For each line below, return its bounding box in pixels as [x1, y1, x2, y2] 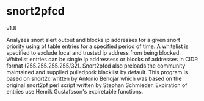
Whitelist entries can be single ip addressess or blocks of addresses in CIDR [6, 55, 199, 63]
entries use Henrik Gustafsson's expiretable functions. [6, 88, 144, 95]
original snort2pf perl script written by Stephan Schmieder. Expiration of [6, 81, 188, 89]
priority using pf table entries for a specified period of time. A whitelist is [6, 43, 189, 50]
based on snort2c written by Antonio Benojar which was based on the [6, 75, 182, 82]
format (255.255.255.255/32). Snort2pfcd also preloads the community [6, 62, 186, 69]
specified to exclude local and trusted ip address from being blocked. [6, 49, 181, 56]
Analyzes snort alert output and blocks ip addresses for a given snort [6, 36, 180, 43]
